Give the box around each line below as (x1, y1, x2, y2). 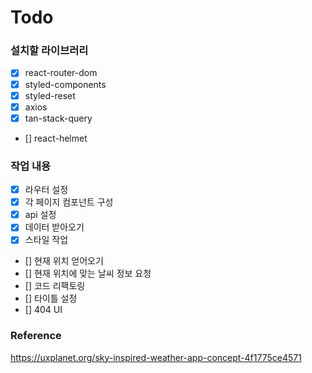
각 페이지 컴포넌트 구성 (24, 196, 114, 208)
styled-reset (24, 89, 76, 101)
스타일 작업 (24, 234, 69, 246)
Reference (10, 329, 62, 343)
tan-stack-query (24, 112, 93, 124)
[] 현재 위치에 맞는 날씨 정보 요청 (24, 267, 152, 280)
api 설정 (24, 209, 57, 221)
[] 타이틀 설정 (24, 292, 78, 305)
